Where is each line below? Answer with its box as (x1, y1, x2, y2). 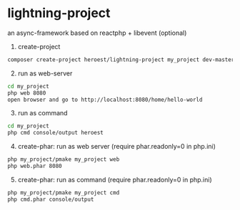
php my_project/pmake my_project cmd (7, 189, 120, 196)
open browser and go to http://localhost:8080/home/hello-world (7, 96, 203, 103)
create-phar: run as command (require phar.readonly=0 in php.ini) (17, 175, 212, 184)
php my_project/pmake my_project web (7, 156, 120, 163)
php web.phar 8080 (7, 162, 62, 170)
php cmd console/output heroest (7, 130, 104, 137)
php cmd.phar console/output (7, 196, 94, 203)
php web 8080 (7, 89, 46, 97)
